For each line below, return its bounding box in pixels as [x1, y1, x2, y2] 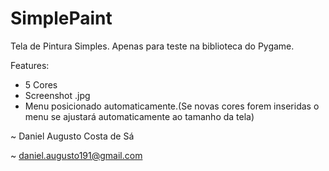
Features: [10, 59, 50, 71]
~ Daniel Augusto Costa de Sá [10, 130, 135, 142]
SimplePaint [10, 7, 113, 30]
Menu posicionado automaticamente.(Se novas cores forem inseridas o [24, 100, 320, 112]
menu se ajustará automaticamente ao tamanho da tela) [24, 110, 255, 122]
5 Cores [24, 78, 58, 91]
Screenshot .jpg [24, 89, 91, 101]
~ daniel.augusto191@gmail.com [10, 149, 143, 161]
